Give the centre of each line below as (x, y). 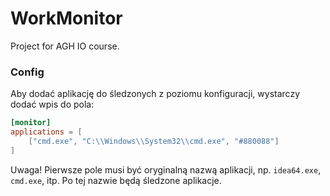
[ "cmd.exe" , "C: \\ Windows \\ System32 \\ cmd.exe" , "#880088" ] (154, 141)
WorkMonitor (66, 18)
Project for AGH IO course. (65, 46)
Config (27, 72)
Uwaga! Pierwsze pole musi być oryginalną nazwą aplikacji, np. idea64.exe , (166, 169)
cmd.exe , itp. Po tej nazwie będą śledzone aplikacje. (116, 180)
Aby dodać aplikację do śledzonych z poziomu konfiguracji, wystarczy (155, 94)
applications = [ (46, 132)
